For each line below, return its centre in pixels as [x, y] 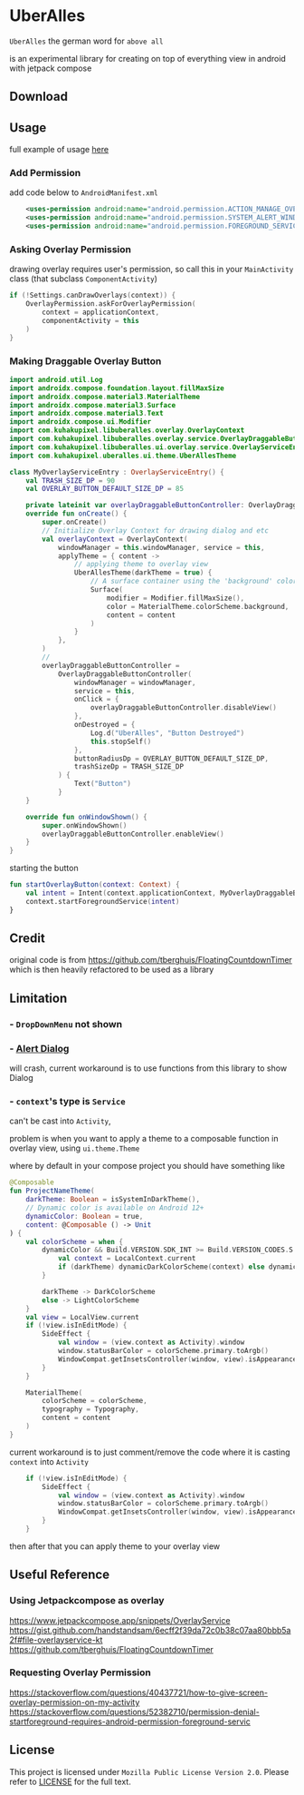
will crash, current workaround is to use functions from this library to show [148, 1068]
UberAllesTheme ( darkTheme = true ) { [143, 573]
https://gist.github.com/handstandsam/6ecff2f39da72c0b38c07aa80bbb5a [150, 1630]
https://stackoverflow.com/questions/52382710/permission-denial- [134, 1712]
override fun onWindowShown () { [86, 817]
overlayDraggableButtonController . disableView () [184, 708]
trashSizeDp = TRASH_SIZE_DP [128, 767]
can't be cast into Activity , [60, 1121]
